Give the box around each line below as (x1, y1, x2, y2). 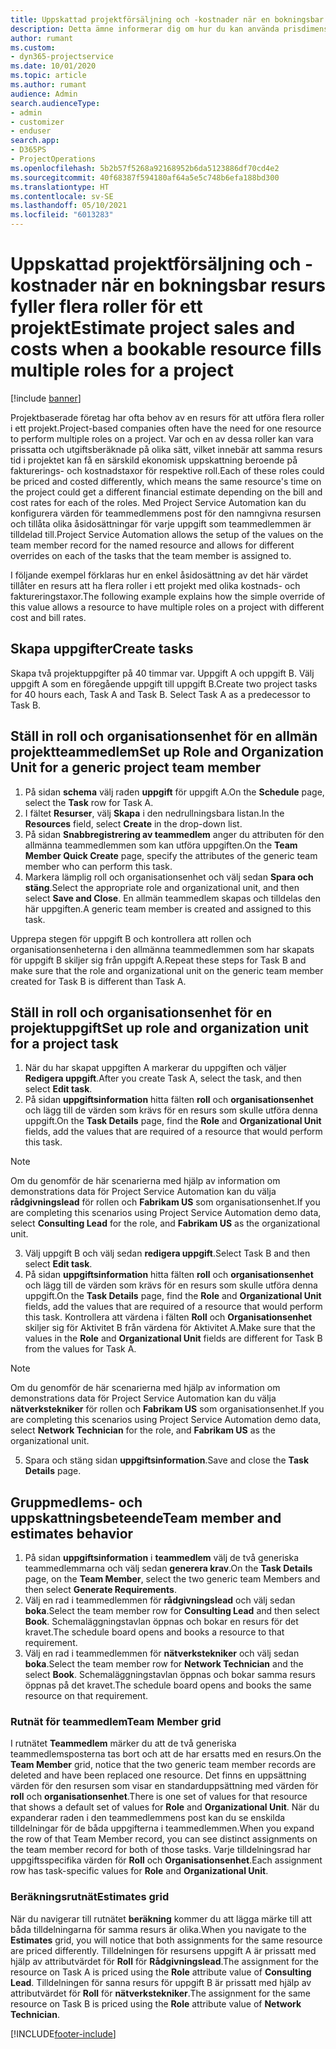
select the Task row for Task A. (24, 796, 154, 808)
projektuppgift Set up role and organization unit (10, 1019, 309, 1036)
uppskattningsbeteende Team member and (10, 1509, 282, 1526)
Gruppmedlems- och (10, 1494, 143, 1511)
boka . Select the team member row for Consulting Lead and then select (24, 1605, 320, 1617)
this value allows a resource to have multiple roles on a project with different (10, 601, 325, 613)
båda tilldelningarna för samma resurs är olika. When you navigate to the (10, 1923, 307, 1935)
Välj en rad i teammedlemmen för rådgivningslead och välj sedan (24, 1594, 296, 1606)
